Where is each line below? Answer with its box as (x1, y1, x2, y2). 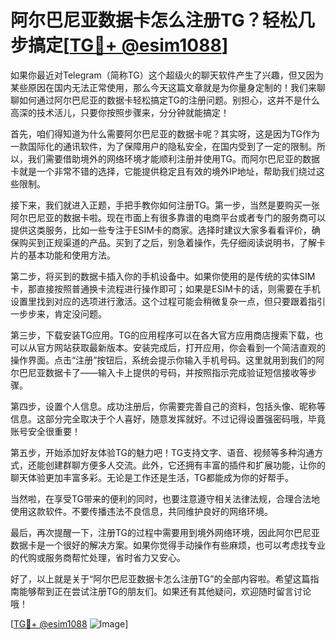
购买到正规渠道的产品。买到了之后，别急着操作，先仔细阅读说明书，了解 (18, 236, 317, 248)
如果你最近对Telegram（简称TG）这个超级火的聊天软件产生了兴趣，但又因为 (10, 69, 324, 81)
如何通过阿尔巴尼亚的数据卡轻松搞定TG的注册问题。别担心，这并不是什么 (18, 94, 321, 106)
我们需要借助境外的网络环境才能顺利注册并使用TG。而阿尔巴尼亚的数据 (27, 152, 321, 165)
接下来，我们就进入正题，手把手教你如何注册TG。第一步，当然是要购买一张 (10, 199, 321, 211)
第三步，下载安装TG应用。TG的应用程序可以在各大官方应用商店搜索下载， (10, 329, 315, 341)
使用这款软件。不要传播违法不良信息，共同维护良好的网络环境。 (10, 505, 273, 517)
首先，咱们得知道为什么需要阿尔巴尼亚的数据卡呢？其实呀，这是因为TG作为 (10, 127, 321, 140)
